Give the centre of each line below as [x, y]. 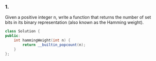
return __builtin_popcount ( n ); [54, 45]
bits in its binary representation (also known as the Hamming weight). [75, 22]
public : [13, 36]
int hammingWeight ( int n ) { [42, 40]
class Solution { [23, 31]
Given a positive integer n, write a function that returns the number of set [78, 17]
